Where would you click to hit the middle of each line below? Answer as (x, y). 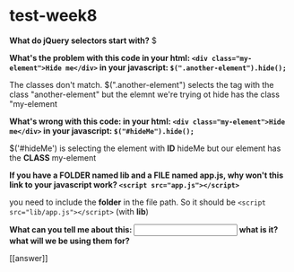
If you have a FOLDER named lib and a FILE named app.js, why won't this (147, 175)
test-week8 (53, 16)
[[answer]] (29, 258)
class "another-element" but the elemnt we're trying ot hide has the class (145, 94)
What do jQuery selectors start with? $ (83, 40)
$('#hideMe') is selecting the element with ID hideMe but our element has (145, 148)
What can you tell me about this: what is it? (144, 229)
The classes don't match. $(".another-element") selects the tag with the (142, 84)
